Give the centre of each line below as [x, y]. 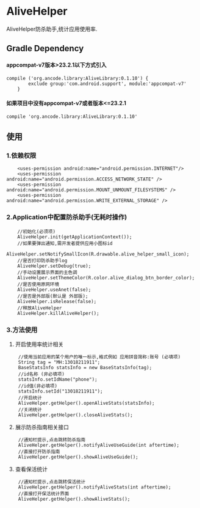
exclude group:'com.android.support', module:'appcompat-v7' [108, 84]
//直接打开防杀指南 [39, 452]
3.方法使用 [22, 329]
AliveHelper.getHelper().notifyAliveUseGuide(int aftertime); [99, 445]
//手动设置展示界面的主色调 [47, 272]
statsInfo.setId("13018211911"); [60, 392]
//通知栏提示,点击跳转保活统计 [52, 482]
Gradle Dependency [45, 49]
